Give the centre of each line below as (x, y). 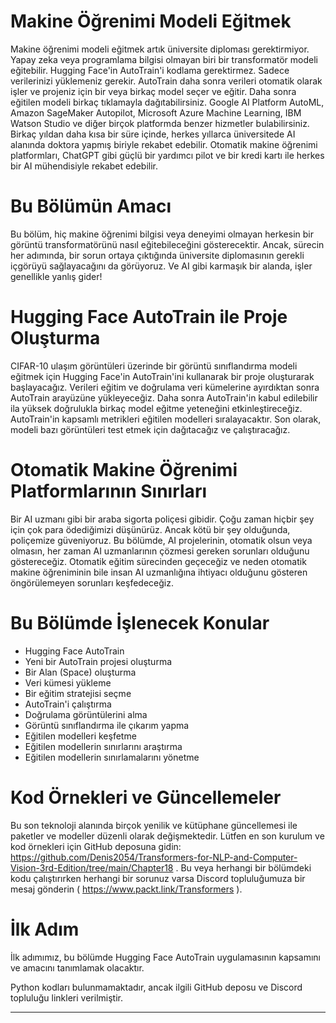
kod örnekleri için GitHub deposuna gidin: (96, 846)
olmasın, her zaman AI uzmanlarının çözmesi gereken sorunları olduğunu (160, 551)
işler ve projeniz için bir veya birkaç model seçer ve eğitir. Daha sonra (153, 91)
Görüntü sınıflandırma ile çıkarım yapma (107, 725)
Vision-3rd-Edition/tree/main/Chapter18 (92, 867)
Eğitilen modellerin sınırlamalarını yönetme (112, 757)
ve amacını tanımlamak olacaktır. (77, 967)
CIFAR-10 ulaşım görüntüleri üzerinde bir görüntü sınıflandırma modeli (154, 366)
